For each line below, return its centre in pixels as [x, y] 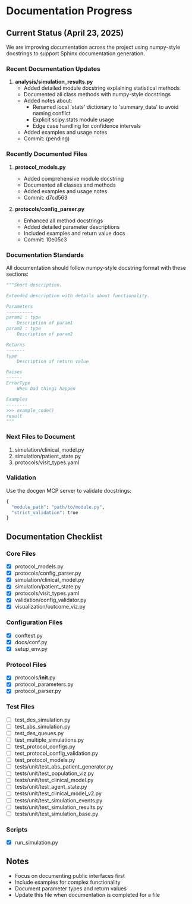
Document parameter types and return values [70, 888]
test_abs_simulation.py [43, 726]
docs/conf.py [31, 642]
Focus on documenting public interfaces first [70, 875]
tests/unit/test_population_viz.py [54, 773]
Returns [16, 345]
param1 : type [24, 317]
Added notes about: [48, 101]
